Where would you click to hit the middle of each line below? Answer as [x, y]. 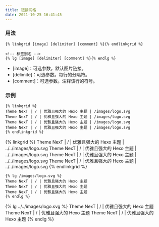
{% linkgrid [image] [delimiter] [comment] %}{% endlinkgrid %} [74, 44]
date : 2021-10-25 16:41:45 [34, 15]
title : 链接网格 [21, 10]
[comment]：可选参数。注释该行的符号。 [55, 81]
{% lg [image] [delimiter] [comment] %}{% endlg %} [61, 58]
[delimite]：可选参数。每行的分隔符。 [51, 74]
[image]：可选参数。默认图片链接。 [49, 68]
